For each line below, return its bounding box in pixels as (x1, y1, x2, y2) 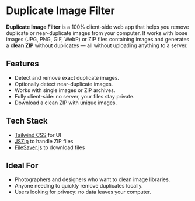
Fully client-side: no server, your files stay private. (14, 93, 135, 100)
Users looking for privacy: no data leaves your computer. (14, 188, 152, 196)
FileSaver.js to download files (14, 144, 85, 151)
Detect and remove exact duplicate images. (14, 74, 120, 81)
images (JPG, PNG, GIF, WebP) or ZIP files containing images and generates (6, 36, 190, 43)
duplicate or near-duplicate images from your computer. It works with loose (6, 29, 188, 36)
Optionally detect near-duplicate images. (14, 80, 113, 87)
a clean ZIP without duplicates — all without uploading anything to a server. (6, 42, 188, 49)
